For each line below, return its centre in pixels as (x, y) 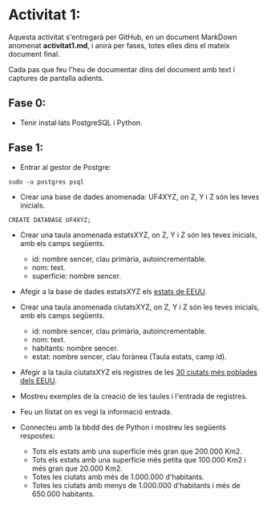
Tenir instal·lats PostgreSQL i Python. (81, 123)
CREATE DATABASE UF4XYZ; (50, 220)
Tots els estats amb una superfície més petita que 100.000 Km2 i (139, 459)
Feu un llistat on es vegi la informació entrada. (96, 411)
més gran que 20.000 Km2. (77, 468)
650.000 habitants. (63, 494)
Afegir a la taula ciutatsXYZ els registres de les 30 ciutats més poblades (139, 372)
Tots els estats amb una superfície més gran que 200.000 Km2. (137, 451)
